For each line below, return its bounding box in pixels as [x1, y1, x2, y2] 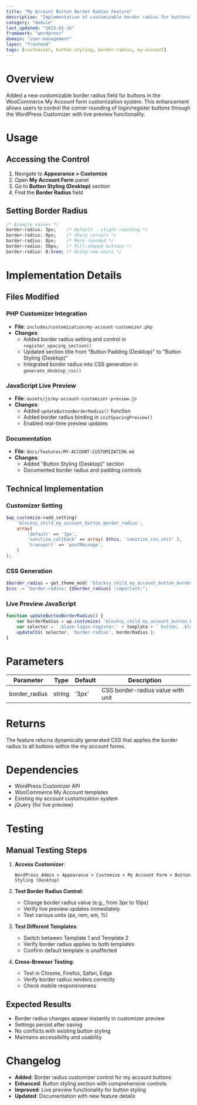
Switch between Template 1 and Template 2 [23, 934, 129, 941]
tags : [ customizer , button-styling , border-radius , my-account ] [6, 47, 167, 53]
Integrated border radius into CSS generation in [23, 360, 138, 368]
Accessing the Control [6, 154, 90, 165]
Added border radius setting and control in [23, 335, 126, 342]
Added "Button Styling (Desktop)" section [23, 460, 124, 468]
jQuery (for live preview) [14, 801, 73, 808]
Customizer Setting [6, 501, 63, 510]
